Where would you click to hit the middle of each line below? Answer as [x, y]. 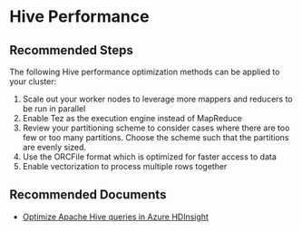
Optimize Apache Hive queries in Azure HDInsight [115, 217]
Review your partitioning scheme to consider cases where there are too [156, 128]
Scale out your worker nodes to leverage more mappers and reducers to [157, 99]
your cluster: [33, 82]
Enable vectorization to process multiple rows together [125, 166]
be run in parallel [54, 109]
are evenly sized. [54, 147]
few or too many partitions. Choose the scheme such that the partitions [156, 137]
